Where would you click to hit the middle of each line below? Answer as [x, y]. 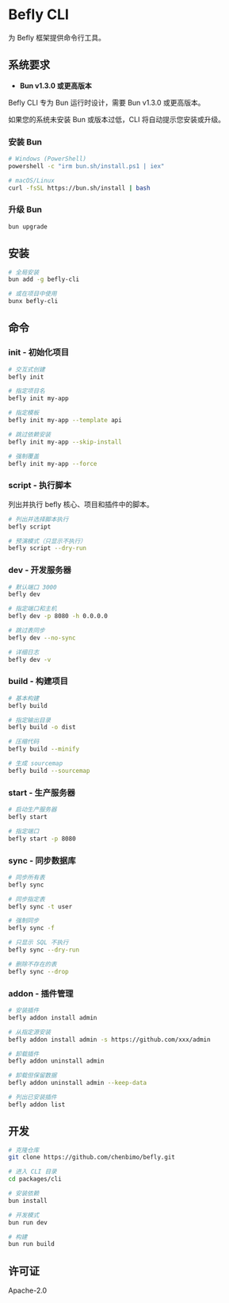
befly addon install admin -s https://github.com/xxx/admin [110, 1040]
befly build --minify [44, 749]
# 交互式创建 [27, 369]
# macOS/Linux [32, 180]
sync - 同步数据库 [42, 860]
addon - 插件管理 [41, 994]
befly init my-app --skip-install [65, 442]
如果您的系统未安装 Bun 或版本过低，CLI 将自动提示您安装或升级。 [117, 119]
